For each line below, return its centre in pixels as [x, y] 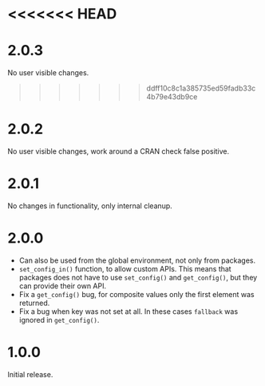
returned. [34, 303]
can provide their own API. [63, 286]
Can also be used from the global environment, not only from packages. [137, 260]
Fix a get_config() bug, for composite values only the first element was [136, 294]
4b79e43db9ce [172, 97]
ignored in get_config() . [59, 320]
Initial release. [30, 374]
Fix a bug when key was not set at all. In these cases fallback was [129, 311]
